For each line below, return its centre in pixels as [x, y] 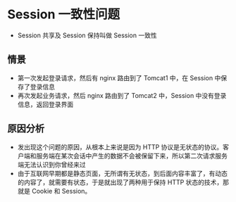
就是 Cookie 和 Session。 [54, 191]
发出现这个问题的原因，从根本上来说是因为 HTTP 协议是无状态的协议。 [120, 147]
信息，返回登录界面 [45, 104]
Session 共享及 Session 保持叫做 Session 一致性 [87, 35]
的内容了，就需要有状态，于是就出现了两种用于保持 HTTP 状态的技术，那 [123, 182]
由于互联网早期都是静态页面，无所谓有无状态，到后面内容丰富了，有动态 [122, 173]
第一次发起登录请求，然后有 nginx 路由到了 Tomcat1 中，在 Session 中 [119, 77]
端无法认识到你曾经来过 [51, 164]
